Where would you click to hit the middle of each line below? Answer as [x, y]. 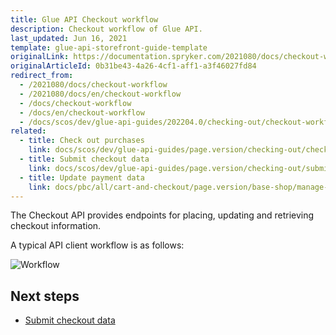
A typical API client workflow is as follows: [97, 245]
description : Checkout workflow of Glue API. [106, 29]
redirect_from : [42, 76]
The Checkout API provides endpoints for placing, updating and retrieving [162, 215]
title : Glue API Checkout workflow [84, 19]
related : [28, 131]
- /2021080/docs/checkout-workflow [93, 85]
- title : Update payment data [82, 177]
